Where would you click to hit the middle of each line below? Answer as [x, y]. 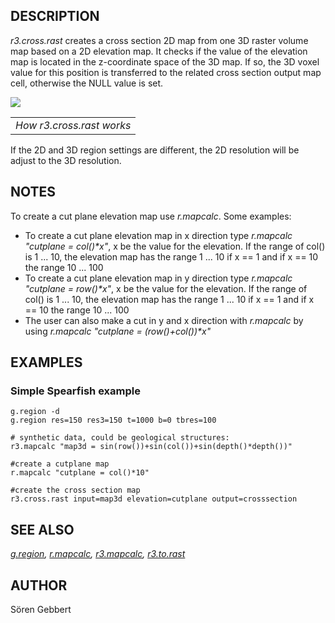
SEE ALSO [42, 529]
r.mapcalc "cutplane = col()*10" [80, 473]
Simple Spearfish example [75, 391]
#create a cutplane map [60, 464]
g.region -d [35, 412]
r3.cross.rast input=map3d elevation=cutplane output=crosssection [154, 499]
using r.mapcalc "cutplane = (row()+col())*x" [118, 331]
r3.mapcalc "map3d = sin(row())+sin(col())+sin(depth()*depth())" [151, 447]
